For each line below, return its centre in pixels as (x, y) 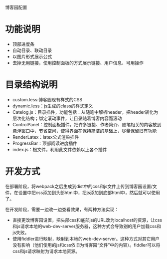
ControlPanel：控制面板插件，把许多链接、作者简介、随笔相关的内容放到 (87, 124)
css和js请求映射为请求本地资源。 (46, 251)
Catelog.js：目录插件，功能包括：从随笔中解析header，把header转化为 (85, 112)
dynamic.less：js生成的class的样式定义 (53, 106)
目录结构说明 (32, 85)
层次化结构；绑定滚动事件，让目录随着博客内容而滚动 (67, 118)
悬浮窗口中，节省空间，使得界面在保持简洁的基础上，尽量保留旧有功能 (84, 131)
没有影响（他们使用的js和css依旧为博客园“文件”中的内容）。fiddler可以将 (86, 245)
